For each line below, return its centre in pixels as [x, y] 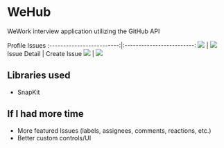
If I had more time [46, 114]
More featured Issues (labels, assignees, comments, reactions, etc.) [114, 130]
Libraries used [39, 76]
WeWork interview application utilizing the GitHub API [84, 31]
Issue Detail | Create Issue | [51, 53]
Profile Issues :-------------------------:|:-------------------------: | [108, 45]
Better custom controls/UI [54, 138]
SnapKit [28, 92]
